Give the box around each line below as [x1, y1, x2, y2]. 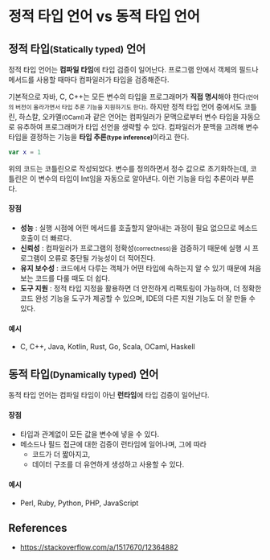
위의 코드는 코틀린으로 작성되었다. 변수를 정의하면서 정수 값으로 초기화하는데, [8, 163, 249, 173]
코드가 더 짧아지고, [31, 450, 91, 459]
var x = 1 [8, 148, 42, 156]
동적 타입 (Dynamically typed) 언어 [8, 367, 159, 381]
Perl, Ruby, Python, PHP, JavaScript [19, 498, 139, 508]
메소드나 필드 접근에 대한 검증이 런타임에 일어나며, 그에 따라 [19, 439, 207, 449]
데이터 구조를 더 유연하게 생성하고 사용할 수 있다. [31, 459, 185, 469]
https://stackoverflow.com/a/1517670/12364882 [19, 542, 178, 552]
